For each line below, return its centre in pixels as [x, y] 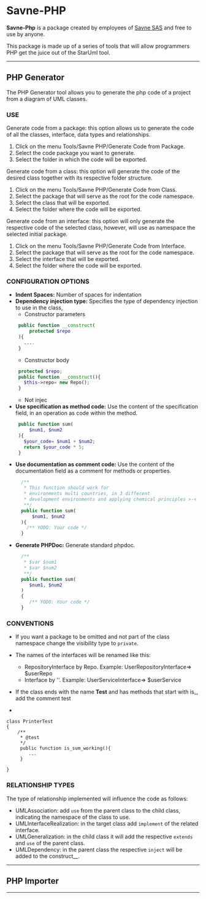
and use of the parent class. [50, 843]
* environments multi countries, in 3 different [87, 494]
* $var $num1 [40, 562]
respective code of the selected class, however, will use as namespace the [101, 228]
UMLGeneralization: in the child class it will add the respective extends [104, 836]
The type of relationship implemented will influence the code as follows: [97, 798]
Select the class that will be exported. [63, 203]
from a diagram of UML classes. [47, 99]
